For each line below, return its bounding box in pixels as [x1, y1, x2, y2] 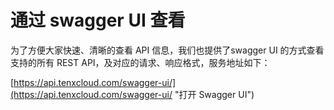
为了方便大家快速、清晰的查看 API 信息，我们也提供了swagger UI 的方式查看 [10, 44, 325, 56]
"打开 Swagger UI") [174, 88, 255, 100]
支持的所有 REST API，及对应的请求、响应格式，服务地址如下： [10, 56, 271, 68]
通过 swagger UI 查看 [10, 9, 186, 32]
